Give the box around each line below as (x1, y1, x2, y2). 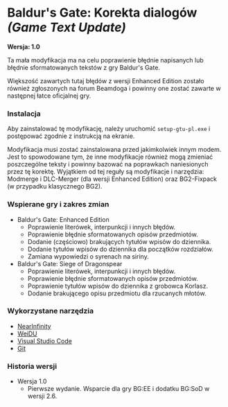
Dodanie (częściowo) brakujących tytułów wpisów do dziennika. (27, 237, 211, 245)
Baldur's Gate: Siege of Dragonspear (17, 259, 123, 268)
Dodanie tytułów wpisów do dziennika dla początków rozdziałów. (27, 245, 213, 253)
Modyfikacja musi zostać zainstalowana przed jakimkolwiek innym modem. (7, 146, 222, 154)
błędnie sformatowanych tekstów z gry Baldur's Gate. (7, 63, 161, 71)
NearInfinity (17, 322, 51, 330)
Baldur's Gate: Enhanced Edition (17, 215, 109, 223)
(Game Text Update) (7, 19, 127, 35)
